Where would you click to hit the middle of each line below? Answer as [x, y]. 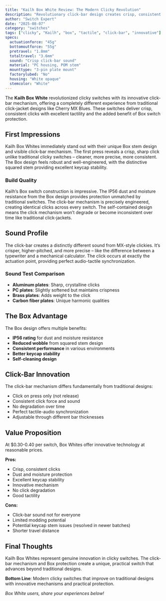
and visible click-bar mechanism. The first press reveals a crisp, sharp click [83, 151]
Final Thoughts [29, 546]
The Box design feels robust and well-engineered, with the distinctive [76, 162]
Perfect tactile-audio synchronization [50, 412]
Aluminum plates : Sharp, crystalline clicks [56, 285]
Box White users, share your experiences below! [55, 594]
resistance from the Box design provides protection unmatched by [73, 196]
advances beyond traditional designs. [43, 569]
